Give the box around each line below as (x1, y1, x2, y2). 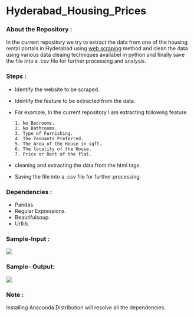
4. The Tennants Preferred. (14, 135, 84, 141)
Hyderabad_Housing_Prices (6, 4, 147, 18)
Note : (6, 290, 24, 299)
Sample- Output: (6, 263, 55, 271)
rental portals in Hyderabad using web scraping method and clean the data (6, 45, 189, 52)
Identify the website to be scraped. (14, 86, 100, 93)
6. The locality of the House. (14, 146, 92, 152)
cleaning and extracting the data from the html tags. (14, 161, 142, 169)
